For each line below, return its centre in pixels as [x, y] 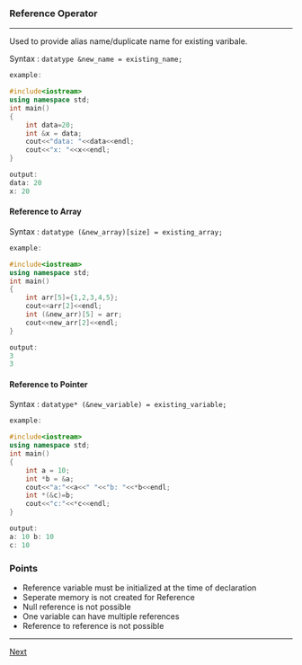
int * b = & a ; [50, 479]
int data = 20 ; [50, 125]
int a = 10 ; [48, 470]
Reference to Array [46, 212]
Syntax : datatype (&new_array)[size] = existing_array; [116, 231]
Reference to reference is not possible [93, 626]
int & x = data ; [54, 133]
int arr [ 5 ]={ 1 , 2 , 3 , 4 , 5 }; [72, 298]
